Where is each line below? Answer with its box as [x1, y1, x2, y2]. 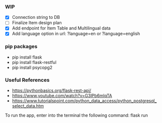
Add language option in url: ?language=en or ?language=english [12, 31, 140, 37]
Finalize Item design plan [12, 20, 62, 26]
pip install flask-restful [12, 59, 57, 65]
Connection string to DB [12, 15, 60, 20]
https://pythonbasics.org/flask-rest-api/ [12, 88, 91, 93]
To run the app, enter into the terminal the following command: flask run [5, 112, 148, 118]
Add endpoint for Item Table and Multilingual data [12, 25, 111, 31]
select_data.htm [12, 103, 44, 109]
